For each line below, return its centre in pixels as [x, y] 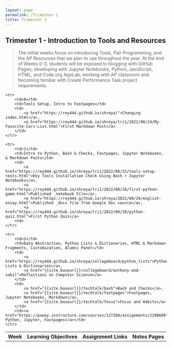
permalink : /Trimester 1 [32, 15]
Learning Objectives [52, 337]
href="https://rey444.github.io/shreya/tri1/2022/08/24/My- [96, 122]
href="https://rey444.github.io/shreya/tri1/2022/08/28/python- [75, 212]
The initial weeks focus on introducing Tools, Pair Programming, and [90, 53]
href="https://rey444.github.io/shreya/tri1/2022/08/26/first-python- [82, 190]
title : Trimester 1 [26, 20]
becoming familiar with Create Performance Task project [77, 80]
